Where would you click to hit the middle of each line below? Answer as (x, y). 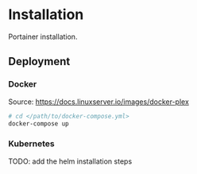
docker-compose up (39, 124)
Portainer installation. (43, 37)
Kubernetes (31, 144)
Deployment (39, 62)
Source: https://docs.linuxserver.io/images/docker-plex (98, 102)
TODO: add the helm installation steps (70, 161)
